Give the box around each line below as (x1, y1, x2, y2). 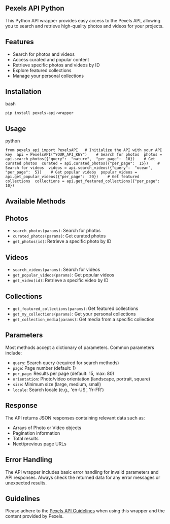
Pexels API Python (5, 4, 64, 13)
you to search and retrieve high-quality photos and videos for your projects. (5, 23, 164, 29)
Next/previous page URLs (12, 441, 67, 447)
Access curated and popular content (12, 56, 89, 62)
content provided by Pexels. (5, 513, 64, 519)
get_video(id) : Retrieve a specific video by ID (12, 277, 109, 284)
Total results (12, 435, 39, 441)
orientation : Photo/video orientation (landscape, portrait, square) (12, 375, 151, 382)
